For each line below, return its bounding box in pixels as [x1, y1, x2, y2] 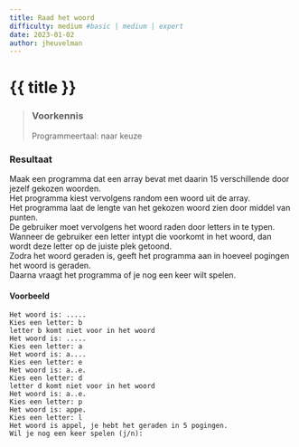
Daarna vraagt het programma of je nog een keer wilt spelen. [9, 270, 237, 281]
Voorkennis [31, 109, 84, 122]
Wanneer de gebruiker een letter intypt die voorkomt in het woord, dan [9, 232, 272, 243]
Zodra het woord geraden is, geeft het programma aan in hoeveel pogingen [9, 251, 290, 262]
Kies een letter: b [9, 319, 83, 328]
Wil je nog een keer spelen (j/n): [9, 429, 144, 439]
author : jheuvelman [9, 38, 83, 48]
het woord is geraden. [9, 260, 92, 271]
